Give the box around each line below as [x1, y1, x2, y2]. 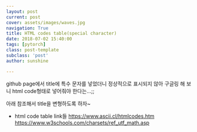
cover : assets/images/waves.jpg [6, 19, 85, 25]
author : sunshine [6, 58, 49, 64]
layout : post [6, 8, 38, 15]
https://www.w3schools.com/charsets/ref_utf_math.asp [14, 119, 150, 126]
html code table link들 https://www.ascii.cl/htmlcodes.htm [14, 113, 155, 120]
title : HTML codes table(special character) [6, 31, 117, 37]
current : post [6, 14, 41, 20]
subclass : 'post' [6, 52, 49, 58]
